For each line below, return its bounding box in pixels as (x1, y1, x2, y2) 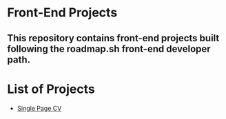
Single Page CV (17, 104, 62, 112)
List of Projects (7, 81, 95, 97)
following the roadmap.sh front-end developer (7, 43, 212, 54)
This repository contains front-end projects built (7, 32, 220, 44)
